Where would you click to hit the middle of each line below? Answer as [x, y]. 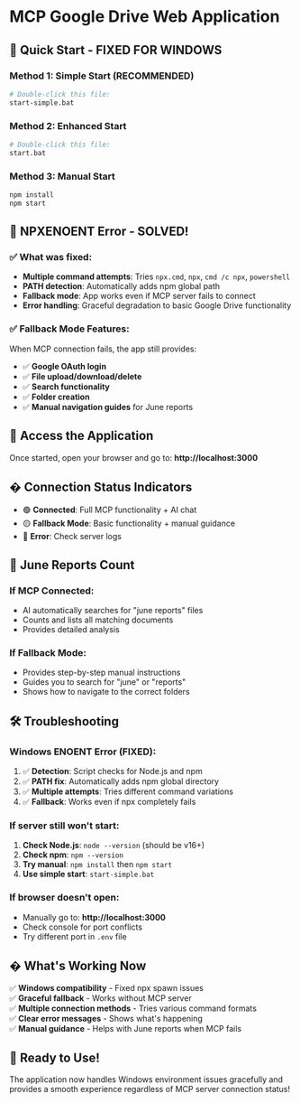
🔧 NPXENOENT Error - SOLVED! [99, 232]
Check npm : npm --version [73, 855]
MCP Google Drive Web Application [145, 17]
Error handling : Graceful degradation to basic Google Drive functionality [157, 305]
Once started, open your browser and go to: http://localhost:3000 [134, 457]
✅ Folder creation [56, 397]
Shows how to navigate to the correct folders [106, 692]
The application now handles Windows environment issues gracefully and [146, 1080]
